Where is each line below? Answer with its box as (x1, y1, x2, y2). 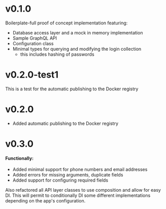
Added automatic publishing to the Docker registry (12, 120, 118, 126)
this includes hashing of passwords (20, 51, 95, 57)
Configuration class (12, 40, 54, 46)
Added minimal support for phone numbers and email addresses (12, 166, 148, 172)
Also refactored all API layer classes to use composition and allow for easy (5, 187, 161, 193)
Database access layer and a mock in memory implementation (12, 29, 143, 36)
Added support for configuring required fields (12, 177, 108, 183)
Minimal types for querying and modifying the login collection (12, 46, 142, 52)
